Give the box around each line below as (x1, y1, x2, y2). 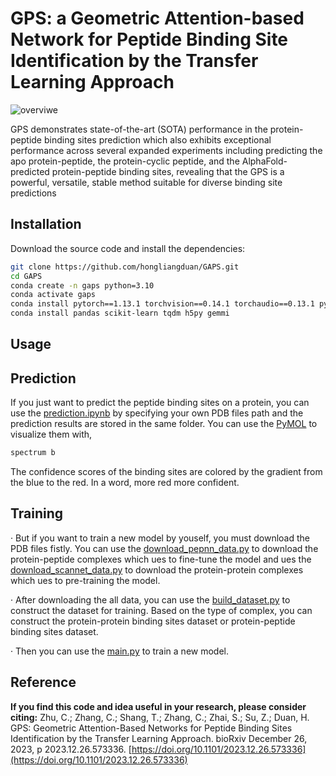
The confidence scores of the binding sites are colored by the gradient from (10, 466, 323, 478)
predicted (10, 165, 50, 177)
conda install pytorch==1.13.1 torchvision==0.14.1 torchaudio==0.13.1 (10, 299, 315, 309)
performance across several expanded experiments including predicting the (10, 144, 323, 156)
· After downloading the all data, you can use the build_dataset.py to (10, 593, 291, 606)
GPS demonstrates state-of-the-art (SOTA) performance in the (10, 123, 268, 135)
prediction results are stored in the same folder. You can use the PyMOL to (10, 418, 318, 430)
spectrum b (10, 448, 56, 458)
